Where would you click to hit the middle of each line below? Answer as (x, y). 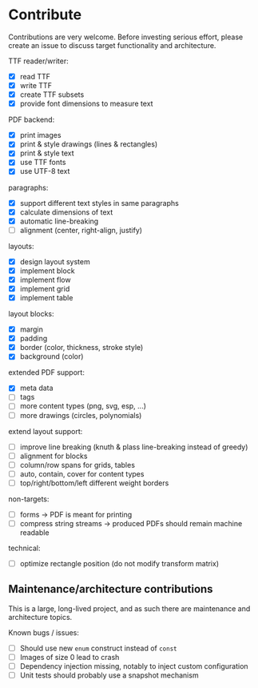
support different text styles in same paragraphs (99, 203)
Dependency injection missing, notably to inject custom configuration (134, 666)
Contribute (45, 15)
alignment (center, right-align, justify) (81, 230)
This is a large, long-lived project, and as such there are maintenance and (129, 608)
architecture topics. (40, 617)
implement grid (45, 288)
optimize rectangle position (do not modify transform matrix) (119, 563)
